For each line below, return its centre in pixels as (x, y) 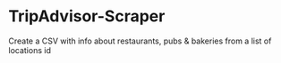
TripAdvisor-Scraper (87, 16)
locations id (30, 50)
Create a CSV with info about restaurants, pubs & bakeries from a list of (140, 41)
